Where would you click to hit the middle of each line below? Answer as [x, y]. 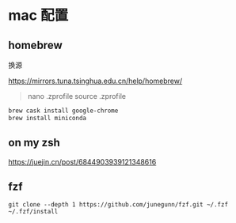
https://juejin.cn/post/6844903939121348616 [82, 161]
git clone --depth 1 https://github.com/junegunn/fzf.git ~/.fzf [118, 205]
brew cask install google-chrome [63, 111]
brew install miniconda [48, 118]
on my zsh [34, 143]
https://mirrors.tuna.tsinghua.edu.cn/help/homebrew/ [95, 81]
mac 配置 [38, 15]
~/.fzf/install [33, 212]
